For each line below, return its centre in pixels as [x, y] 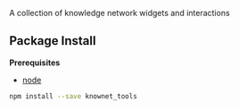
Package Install [53, 41]
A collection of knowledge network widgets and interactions [119, 13]
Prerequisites [35, 63]
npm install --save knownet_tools [74, 96]
